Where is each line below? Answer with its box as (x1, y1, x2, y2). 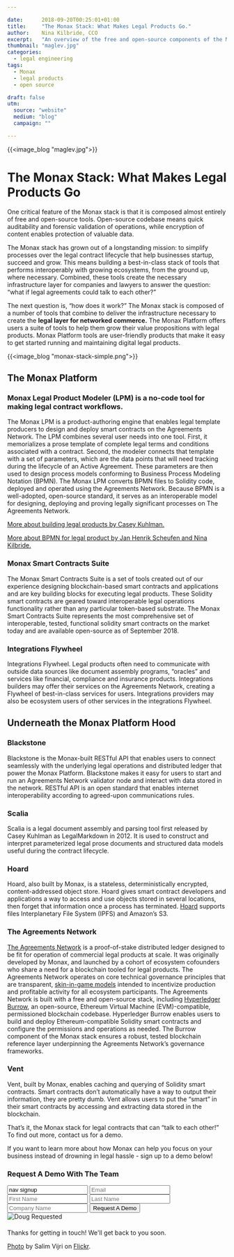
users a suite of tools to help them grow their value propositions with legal (7, 323, 219, 332)
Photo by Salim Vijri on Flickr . (7, 1242, 91, 1251)
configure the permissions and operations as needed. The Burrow (7, 1024, 196, 1033)
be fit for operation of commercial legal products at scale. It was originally (7, 950, 219, 959)
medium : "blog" (13, 113, 58, 121)
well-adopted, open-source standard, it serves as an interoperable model (7, 492, 218, 500)
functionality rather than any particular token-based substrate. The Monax (7, 604, 221, 612)
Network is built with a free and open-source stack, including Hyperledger (7, 994, 221, 1003)
